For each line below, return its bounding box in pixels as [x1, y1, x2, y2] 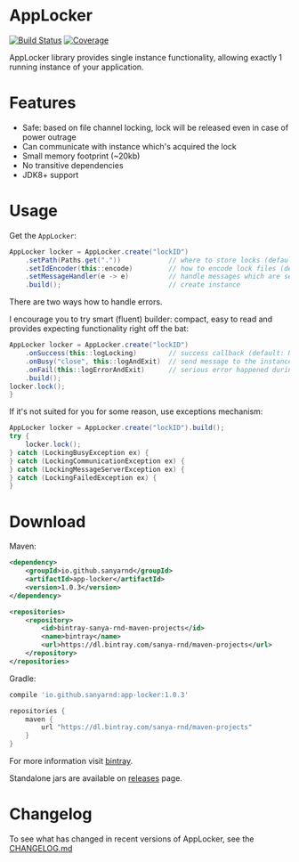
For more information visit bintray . [9, 756, 133, 766]
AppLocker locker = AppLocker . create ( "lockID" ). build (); [9, 424, 225, 433]
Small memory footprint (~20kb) [21, 150, 141, 161]
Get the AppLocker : [9, 230, 77, 240]
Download [9, 511, 86, 532]
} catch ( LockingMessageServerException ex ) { [9, 465, 185, 474]
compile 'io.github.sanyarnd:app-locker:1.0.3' [9, 690, 190, 699]
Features [9, 93, 77, 113]
